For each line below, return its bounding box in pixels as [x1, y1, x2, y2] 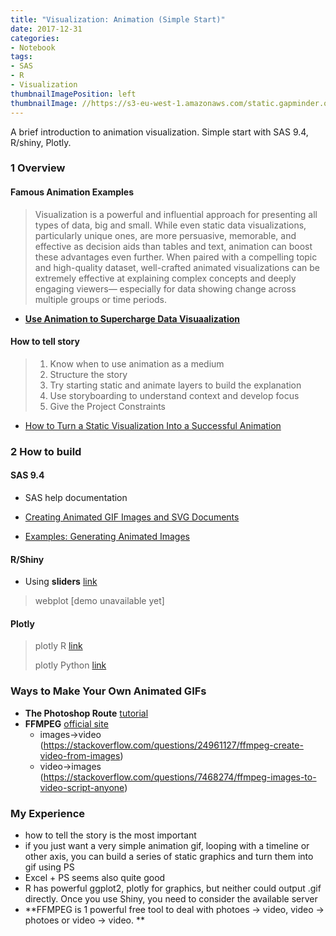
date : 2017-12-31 [10, 24, 83, 34]
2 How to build [10, 444, 82, 458]
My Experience [10, 806, 86, 820]
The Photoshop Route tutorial [24, 707, 149, 719]
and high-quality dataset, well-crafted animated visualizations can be [34, 261, 320, 273]
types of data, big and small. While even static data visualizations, [34, 219, 307, 231]
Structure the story [49, 368, 128, 380]
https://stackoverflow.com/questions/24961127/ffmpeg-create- [43, 739, 304, 751]
